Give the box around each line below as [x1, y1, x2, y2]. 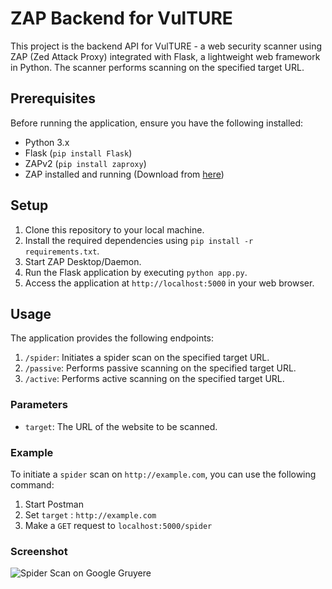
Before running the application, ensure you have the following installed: [10, 117, 304, 129]
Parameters [10, 398, 68, 412]
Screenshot [10, 544, 68, 558]
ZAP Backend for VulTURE [10, 7, 233, 30]
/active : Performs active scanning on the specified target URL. [24, 373, 285, 385]
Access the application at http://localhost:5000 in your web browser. [24, 277, 315, 289]
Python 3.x [24, 136, 70, 148]
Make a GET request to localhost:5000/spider [24, 519, 213, 531]
